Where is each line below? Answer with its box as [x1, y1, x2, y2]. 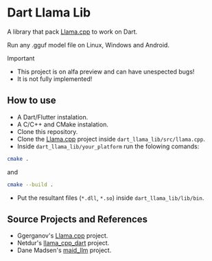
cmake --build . [7, 181, 54, 188]
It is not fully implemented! [16, 74, 93, 83]
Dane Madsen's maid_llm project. [16, 246, 112, 255]
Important [7, 54, 35, 63]
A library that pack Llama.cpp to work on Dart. [7, 27, 138, 36]
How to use [7, 95, 56, 106]
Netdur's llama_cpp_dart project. [16, 239, 110, 247]
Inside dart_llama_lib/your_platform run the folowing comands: [16, 142, 200, 150]
